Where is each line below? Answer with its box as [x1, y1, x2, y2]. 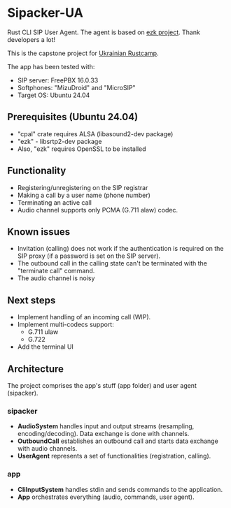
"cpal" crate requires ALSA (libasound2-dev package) [17, 129, 174, 138]
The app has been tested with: [7, 62, 95, 71]
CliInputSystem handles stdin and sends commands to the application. [17, 485, 223, 493]
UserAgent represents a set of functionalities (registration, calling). [17, 452, 211, 460]
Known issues [7, 226, 71, 238]
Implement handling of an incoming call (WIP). [17, 313, 151, 321]
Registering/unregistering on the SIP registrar [17, 183, 148, 191]
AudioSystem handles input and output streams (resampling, [17, 422, 195, 430]
